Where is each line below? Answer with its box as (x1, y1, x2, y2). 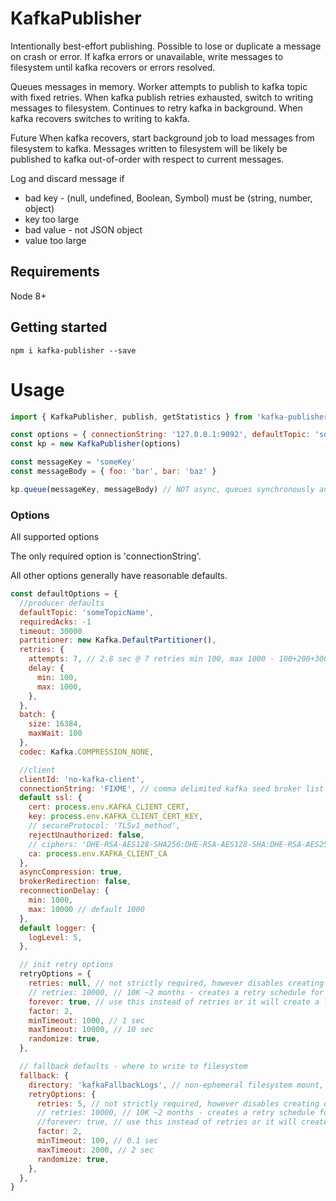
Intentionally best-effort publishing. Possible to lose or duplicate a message (10, 40, 322, 52)
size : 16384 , (28, 719, 83, 729)
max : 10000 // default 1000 (28, 904, 145, 914)
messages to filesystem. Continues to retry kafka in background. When (10, 102, 303, 114)
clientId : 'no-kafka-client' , (19, 774, 145, 784)
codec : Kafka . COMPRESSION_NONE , (19, 747, 155, 757)
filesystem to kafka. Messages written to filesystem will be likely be (10, 142, 288, 154)
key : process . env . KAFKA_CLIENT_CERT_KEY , (28, 812, 203, 822)
